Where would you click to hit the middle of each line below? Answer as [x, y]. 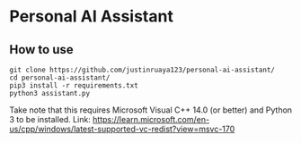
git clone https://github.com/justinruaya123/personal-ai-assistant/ [142, 70]
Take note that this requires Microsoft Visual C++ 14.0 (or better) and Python [151, 110]
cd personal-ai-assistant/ [60, 78]
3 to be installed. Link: [50, 119]
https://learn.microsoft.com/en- [151, 119]
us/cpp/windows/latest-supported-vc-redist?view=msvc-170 [122, 129]
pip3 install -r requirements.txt [74, 86]
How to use [41, 50]
